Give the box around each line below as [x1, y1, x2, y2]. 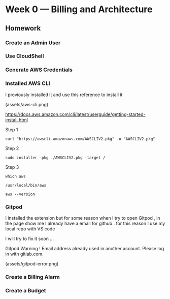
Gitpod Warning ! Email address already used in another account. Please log [5, 245, 164, 251]
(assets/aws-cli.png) [5, 101, 49, 107]
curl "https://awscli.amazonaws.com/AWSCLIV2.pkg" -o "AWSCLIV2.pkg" [5, 136, 156, 141]
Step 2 [5, 145, 19, 151]
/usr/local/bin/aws [5, 183, 47, 188]
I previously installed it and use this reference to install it [5, 92, 123, 98]
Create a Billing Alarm [5, 273, 60, 280]
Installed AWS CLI [5, 80, 50, 87]
